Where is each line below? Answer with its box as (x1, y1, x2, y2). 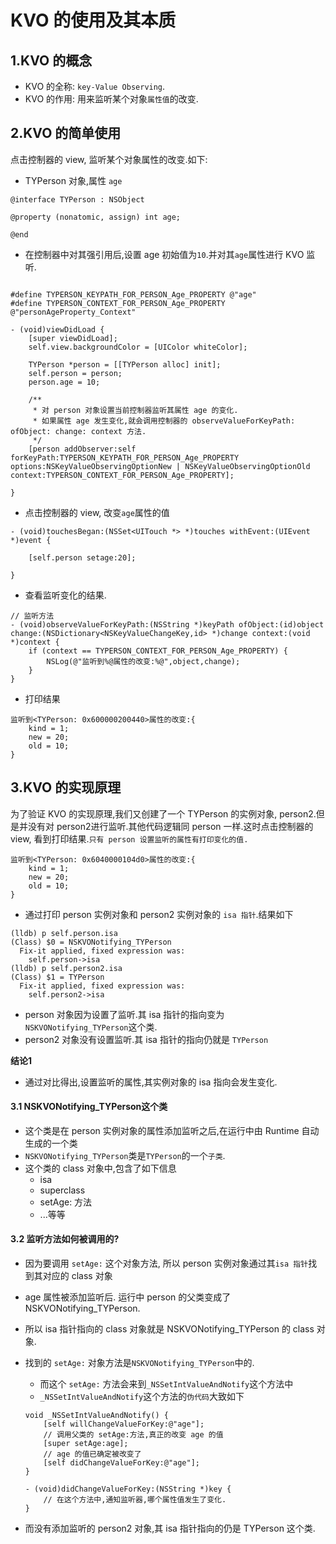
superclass (39, 1184, 86, 1196)
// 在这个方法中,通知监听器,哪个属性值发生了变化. (43, 1495, 227, 1505)
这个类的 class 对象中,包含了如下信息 (24, 1162, 177, 1174)
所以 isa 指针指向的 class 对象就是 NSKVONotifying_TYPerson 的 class (24, 1323, 315, 1335)
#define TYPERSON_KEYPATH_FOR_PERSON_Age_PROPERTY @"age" (10, 289, 257, 300)
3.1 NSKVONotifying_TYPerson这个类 (10, 1101, 168, 1113)
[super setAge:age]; (43, 1439, 129, 1449)
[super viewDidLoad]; (28, 333, 118, 343)
